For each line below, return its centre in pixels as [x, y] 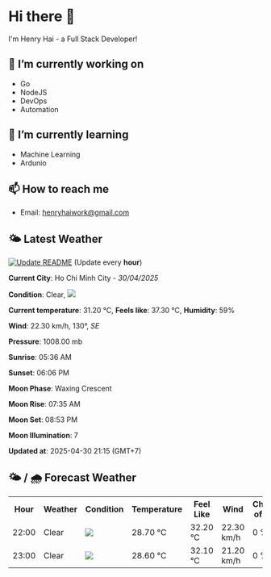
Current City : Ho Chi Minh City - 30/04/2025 [83, 278]
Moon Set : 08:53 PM [43, 420]
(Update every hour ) [108, 262]
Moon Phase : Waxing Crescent [60, 389]
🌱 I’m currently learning [69, 135]
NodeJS [33, 92]
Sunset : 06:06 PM [39, 373]
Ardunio [33, 163]
